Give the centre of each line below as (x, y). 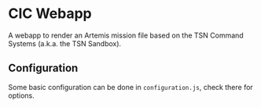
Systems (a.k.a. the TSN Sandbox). (65, 43)
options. (22, 95)
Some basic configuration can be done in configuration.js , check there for (130, 87)
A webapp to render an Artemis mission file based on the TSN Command (126, 35)
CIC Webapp (50, 14)
